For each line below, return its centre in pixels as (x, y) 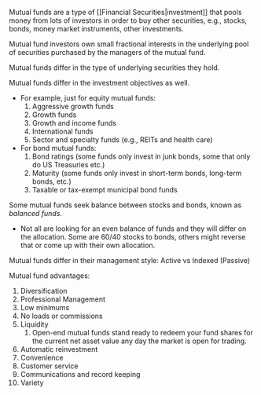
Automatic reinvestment (59, 349)
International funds (62, 131)
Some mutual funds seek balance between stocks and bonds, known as (125, 205)
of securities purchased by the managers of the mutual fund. (107, 52)
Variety (32, 382)
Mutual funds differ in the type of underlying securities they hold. (114, 68)
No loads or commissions (61, 316)
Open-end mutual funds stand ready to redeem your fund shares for (143, 333)
